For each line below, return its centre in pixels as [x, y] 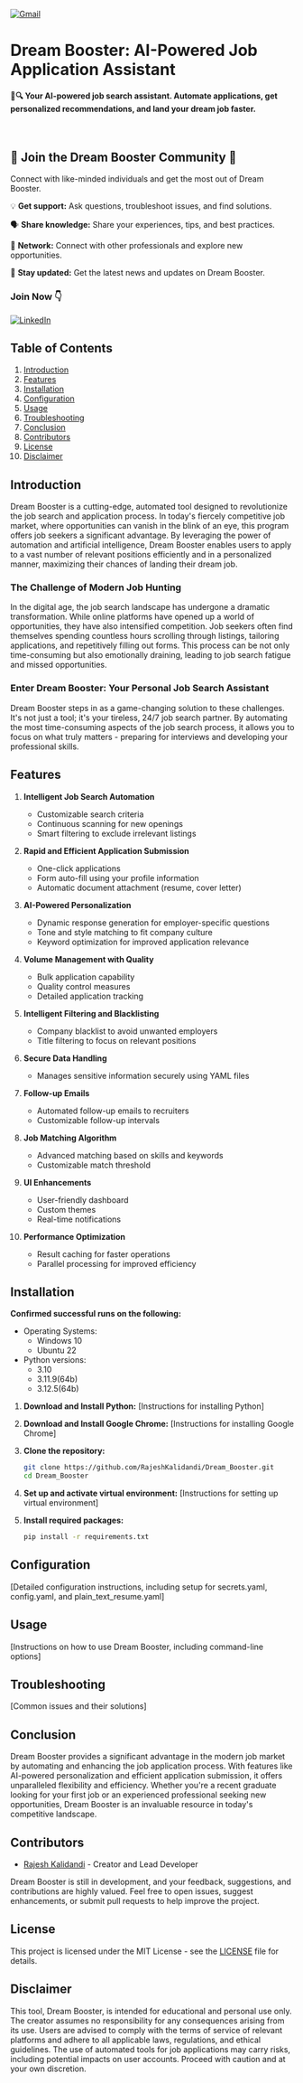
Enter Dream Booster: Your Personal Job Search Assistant [140, 689]
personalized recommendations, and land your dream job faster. [133, 108]
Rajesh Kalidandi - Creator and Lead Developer [111, 1864]
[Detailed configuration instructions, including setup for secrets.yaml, [139, 1587]
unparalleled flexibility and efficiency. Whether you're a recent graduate [143, 1786]
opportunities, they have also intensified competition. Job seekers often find [152, 626]
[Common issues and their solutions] [78, 1706]
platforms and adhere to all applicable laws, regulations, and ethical [135, 2040]
